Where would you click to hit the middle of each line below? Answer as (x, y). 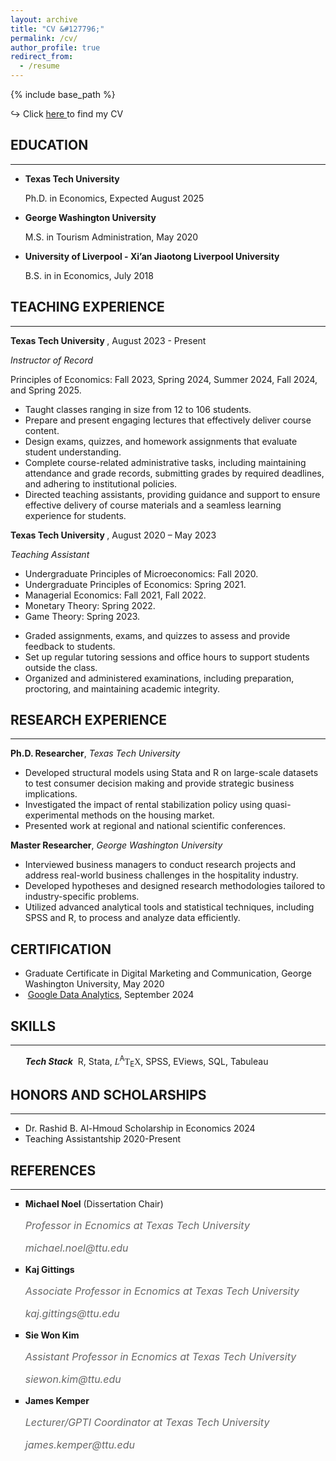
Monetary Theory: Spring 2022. (90, 605)
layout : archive (44, 19)
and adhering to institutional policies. (101, 483)
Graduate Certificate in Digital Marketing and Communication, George (168, 973)
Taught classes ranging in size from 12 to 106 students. (138, 409)
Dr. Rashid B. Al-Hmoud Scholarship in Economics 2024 (140, 1128)
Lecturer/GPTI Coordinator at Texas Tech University (147, 1423)
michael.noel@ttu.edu (76, 1248)
